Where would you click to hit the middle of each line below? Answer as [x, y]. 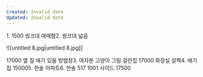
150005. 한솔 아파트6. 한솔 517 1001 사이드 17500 [72, 68]
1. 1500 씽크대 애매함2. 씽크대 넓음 [47, 35]
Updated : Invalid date [35, 18]
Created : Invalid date [35, 12]
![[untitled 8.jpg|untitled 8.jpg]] [45, 48]
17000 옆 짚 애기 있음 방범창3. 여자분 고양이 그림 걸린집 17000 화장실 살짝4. [96, 60]
